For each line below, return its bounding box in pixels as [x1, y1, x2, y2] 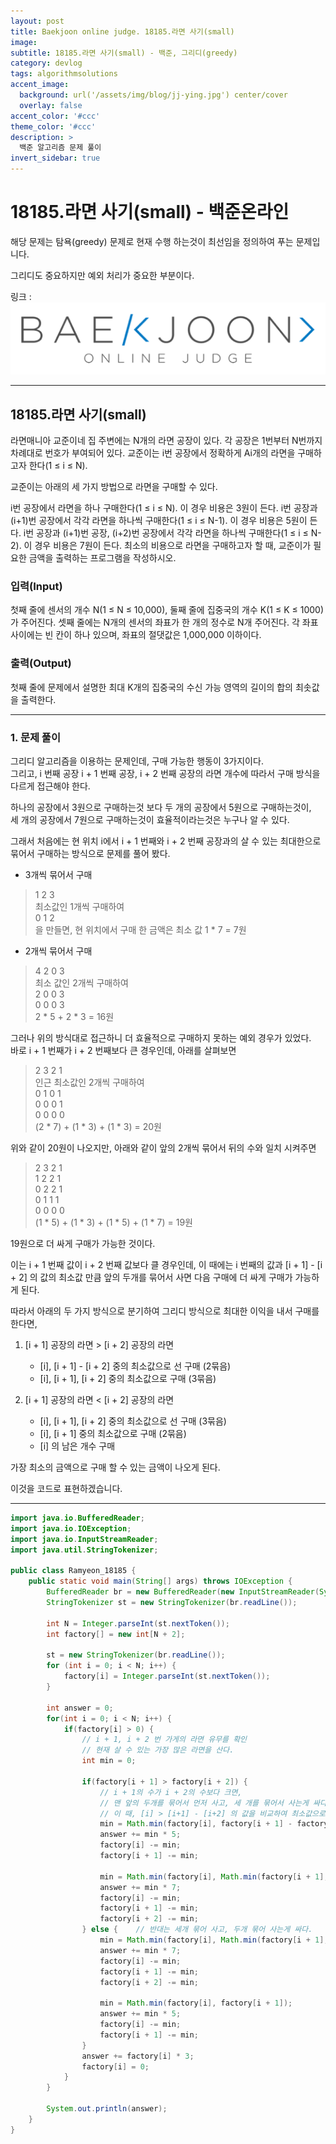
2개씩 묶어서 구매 [24, 945, 93, 957]
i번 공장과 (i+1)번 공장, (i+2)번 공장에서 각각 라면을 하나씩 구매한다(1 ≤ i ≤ [23, 527, 309, 539]
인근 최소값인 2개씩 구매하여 [34, 1076, 145, 1089]
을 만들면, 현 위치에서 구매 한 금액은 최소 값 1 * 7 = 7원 [34, 924, 247, 936]
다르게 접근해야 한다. [10, 780, 91, 792]
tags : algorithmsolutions [10, 69, 118, 79]
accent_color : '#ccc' [10, 111, 101, 121]
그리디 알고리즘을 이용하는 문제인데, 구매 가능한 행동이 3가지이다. [10, 755, 264, 767]
